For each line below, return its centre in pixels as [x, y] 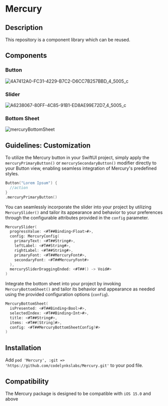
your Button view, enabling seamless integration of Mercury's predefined [81, 168]
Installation [23, 348]
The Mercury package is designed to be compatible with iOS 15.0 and [78, 393]
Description [24, 28]
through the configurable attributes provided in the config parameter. [77, 217]
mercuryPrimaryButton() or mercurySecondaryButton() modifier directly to [81, 163]
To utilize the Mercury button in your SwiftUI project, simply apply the [77, 158]
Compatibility [27, 381]
